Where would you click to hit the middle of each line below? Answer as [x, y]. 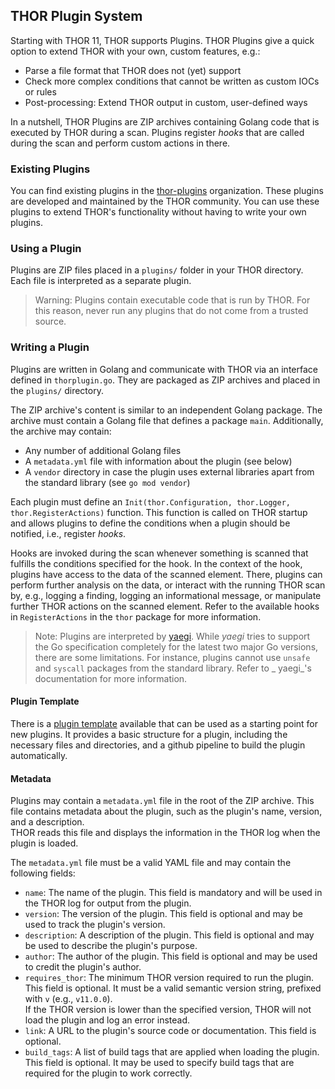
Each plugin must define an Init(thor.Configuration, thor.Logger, [150, 501]
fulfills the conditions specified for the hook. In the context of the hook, [156, 563]
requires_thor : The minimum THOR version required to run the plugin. [169, 978]
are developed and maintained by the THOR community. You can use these [165, 201]
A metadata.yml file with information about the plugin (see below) [158, 461]
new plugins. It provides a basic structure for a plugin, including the [149, 734]
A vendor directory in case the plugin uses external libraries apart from [169, 471]
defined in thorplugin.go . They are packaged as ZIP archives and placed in [165, 380]
